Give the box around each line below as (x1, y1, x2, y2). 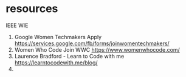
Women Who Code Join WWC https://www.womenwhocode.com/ (14, 46, 180, 53)
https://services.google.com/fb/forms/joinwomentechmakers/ (14, 40, 170, 47)
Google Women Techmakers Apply (14, 33, 102, 40)
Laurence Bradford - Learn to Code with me (14, 52, 125, 60)
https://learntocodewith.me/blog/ (14, 59, 98, 66)
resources (5, 2, 58, 16)
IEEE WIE (5, 22, 29, 29)
